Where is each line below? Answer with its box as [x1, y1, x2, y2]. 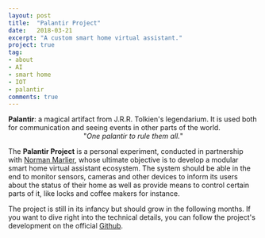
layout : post [8, 11, 52, 20]
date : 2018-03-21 [8, 26, 73, 34]
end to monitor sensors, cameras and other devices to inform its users [8, 172, 238, 182]
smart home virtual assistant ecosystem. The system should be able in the [8, 163, 252, 173]
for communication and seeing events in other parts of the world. [8, 123, 221, 132]
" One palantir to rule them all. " [83, 132, 184, 141]
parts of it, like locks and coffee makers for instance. [8, 189, 180, 198]
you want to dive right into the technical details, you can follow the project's [8, 213, 256, 222]
